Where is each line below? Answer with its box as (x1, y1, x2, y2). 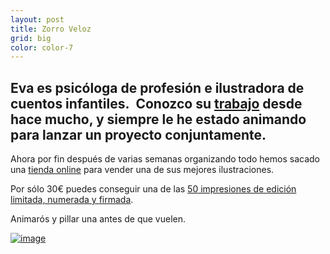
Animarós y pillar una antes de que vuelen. (10, 213, 187, 225)
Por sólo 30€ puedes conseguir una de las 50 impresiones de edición (10, 183, 297, 195)
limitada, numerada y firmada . (10, 194, 134, 206)
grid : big (10, 33, 52, 43)
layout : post (10, 14, 65, 25)
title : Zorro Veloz (10, 24, 92, 34)
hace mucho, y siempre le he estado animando (10, 111, 307, 128)
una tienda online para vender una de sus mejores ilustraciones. (10, 164, 275, 176)
